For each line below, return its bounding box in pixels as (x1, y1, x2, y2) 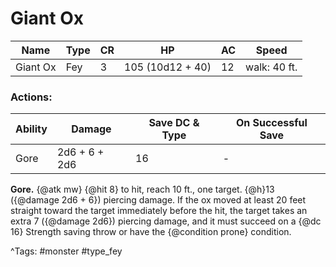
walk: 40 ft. (245, 60, 298, 74)
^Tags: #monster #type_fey (10, 245, 123, 257)
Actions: (10, 90, 53, 104)
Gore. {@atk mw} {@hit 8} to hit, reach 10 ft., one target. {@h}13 (10, 183, 275, 196)
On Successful (235, 116, 308, 130)
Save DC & (148, 116, 200, 130)
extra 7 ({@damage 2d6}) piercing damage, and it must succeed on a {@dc (10, 215, 322, 227)
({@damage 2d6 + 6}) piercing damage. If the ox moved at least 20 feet (10, 194, 307, 206)
